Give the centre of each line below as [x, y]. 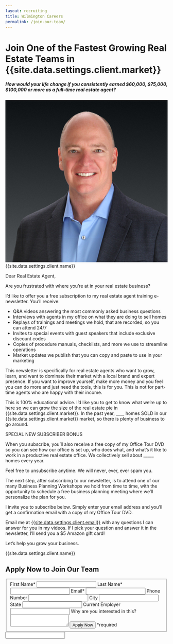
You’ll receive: [45, 301]
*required [107, 625]
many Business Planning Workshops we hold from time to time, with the [81, 486]
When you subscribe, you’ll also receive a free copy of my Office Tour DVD [85, 444]
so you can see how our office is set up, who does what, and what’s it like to [86, 449]
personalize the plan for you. [36, 497]
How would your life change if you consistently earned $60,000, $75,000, [86, 84]
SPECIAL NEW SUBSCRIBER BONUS [44, 434]
